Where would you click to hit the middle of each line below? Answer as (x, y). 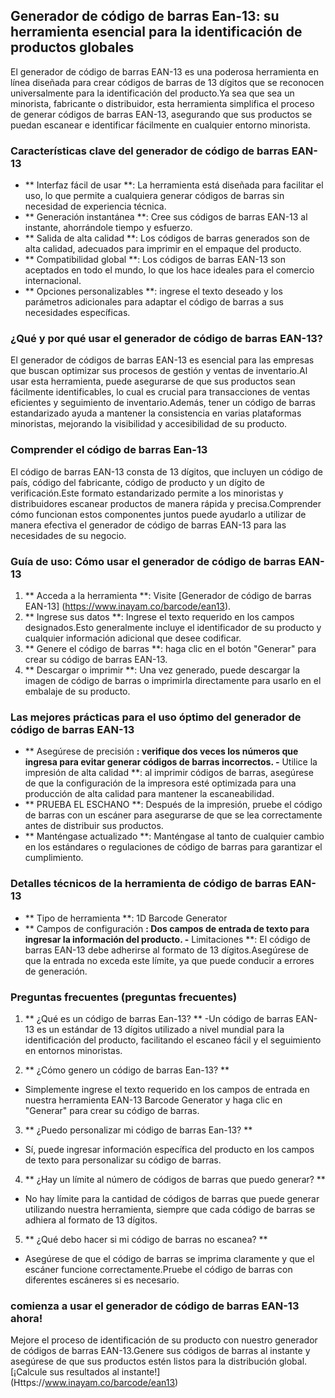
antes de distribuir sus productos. (94, 826)
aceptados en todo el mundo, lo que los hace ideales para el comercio (169, 270)
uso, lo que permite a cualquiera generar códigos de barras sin (154, 196)
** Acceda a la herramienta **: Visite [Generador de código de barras (168, 595)
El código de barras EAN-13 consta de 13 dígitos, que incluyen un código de (166, 471)
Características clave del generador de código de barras (150, 151)
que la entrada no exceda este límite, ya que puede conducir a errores (169, 960)
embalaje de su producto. (77, 691)
